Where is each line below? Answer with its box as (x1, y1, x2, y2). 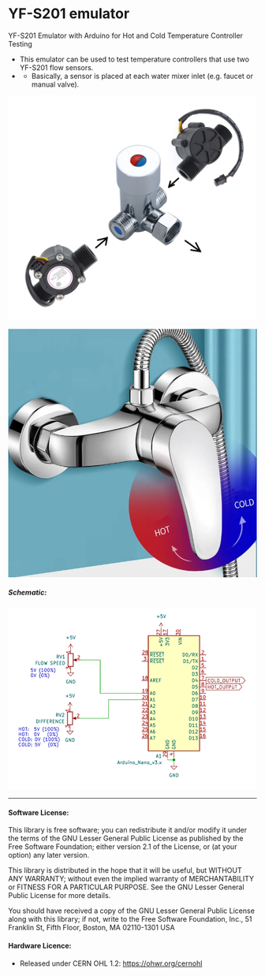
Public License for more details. (8, 891, 111, 900)
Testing (8, 39, 33, 48)
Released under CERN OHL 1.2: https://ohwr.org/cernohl (19, 959, 203, 968)
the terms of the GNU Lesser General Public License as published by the (8, 833, 244, 844)
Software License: (8, 807, 69, 817)
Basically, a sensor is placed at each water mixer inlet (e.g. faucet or (31, 71, 254, 80)
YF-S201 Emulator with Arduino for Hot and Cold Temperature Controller (8, 31, 243, 40)
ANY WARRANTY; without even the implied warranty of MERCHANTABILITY (8, 874, 255, 884)
